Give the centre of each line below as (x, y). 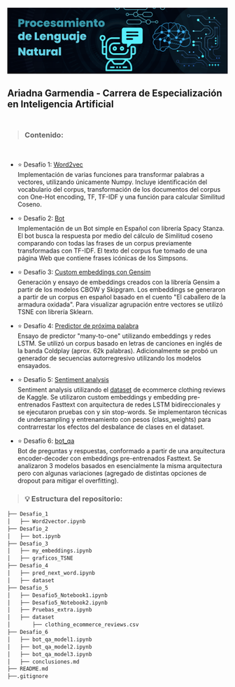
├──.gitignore (28, 677)
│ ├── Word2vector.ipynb (47, 521)
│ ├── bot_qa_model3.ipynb (50, 654)
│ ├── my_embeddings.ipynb (50, 551)
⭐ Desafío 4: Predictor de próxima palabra (78, 325)
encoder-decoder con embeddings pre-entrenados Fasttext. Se (109, 458)
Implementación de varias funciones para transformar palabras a (111, 174)
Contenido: (44, 135)
